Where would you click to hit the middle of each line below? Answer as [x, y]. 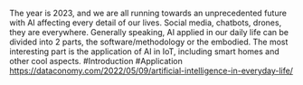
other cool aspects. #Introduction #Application [96, 61]
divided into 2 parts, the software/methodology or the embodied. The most [149, 42]
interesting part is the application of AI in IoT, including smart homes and [145, 52]
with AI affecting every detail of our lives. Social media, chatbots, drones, [146, 23]
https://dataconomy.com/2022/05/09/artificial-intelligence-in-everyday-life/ [151, 71]
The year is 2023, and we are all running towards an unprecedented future [148, 13]
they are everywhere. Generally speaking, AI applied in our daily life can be [149, 32]
